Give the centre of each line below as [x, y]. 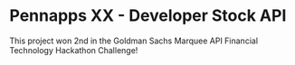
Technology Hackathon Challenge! [74, 50]
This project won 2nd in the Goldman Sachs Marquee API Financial [134, 41]
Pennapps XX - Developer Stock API [148, 16]
